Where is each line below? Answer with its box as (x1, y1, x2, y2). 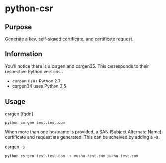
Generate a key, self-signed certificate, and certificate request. (5, 36, 134, 41)
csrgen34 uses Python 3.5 (12, 83, 66, 89)
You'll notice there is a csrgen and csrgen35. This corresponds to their (5, 63, 149, 69)
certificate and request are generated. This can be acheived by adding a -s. (5, 134, 160, 140)
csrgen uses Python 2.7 (12, 78, 61, 84)
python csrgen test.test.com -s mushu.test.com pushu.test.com (5, 153, 139, 158)
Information (5, 50, 43, 58)
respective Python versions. (5, 68, 62, 74)
